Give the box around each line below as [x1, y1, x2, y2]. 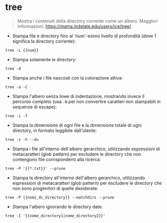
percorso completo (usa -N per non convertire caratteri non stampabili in [12, 99, 161, 105]
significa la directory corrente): [12, 38, 76, 44]
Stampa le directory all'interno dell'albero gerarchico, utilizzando [12, 175, 145, 181]
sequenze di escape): [12, 104, 57, 110]
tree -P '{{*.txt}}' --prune [5, 166, 66, 171]
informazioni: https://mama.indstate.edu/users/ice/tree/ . [17, 23, 133, 29]
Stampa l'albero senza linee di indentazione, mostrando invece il [12, 93, 145, 99]
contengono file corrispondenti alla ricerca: [12, 156, 101, 162]
